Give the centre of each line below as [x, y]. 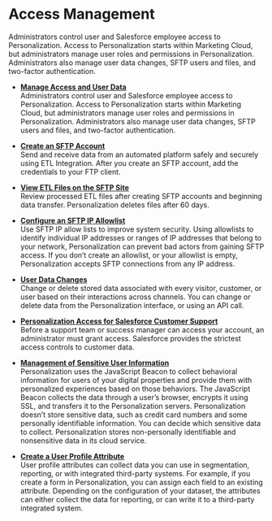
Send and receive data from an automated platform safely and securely [139, 154]
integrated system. [52, 508]
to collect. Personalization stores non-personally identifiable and [128, 432]
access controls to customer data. [77, 347]
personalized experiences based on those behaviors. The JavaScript [135, 389]
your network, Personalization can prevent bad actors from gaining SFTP [142, 246]
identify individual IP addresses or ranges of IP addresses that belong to [141, 237]
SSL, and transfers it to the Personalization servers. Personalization [133, 406]
